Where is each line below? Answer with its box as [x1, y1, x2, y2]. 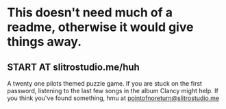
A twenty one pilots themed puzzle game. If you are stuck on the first [7, 80, 202, 87]
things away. [7, 34, 82, 49]
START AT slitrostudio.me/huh [7, 61, 140, 73]
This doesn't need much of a [7, 5, 173, 21]
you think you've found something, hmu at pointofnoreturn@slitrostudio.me [7, 94, 220, 102]
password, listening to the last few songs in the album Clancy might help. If [7, 87, 219, 95]
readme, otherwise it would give [7, 19, 194, 35]
